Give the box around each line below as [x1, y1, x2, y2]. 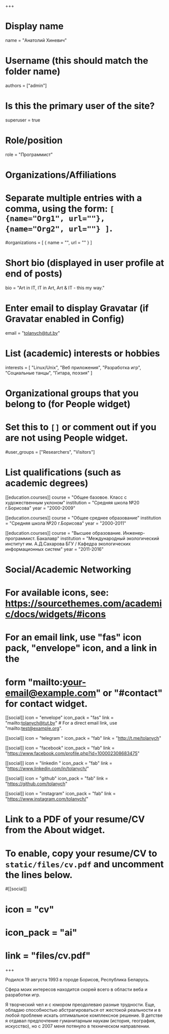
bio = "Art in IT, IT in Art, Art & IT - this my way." [5, 285, 105, 291]
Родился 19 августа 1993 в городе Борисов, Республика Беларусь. [5, 976, 150, 982]
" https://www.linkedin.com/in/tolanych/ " [5, 766, 90, 772]
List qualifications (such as [5, 467, 121, 478]
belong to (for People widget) [5, 398, 131, 410]
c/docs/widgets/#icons [5, 609, 106, 620]
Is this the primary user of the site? [5, 100, 155, 112]
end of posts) [5, 268, 63, 280]
